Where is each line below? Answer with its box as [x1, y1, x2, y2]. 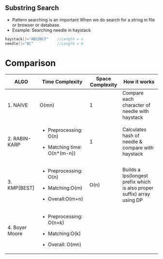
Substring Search [5, 4, 59, 12]
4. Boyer [7, 224, 27, 231]
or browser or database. [12, 22, 61, 28]
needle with [122, 108, 149, 114]
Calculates [122, 126, 147, 133]
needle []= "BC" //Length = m [5, 41, 83, 46]
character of [122, 102, 150, 109]
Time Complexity [42, 78, 82, 85]
